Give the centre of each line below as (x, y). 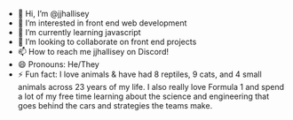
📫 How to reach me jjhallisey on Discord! (93, 52)
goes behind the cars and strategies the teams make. (115, 105)
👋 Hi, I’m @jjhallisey (53, 14)
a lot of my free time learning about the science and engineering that (143, 96)
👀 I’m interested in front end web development (102, 23)
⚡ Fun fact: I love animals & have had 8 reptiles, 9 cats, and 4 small (139, 74)
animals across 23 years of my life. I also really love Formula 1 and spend (151, 87)
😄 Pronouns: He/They (58, 64)
